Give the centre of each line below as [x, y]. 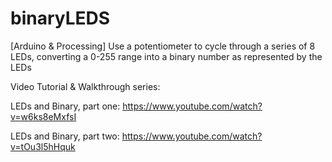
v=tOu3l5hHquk [43, 146]
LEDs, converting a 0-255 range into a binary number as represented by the [166, 56]
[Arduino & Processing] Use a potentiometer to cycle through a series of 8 [163, 46]
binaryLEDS [60, 18]
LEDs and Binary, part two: [65, 136]
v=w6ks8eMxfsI [43, 116]
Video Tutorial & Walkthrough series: [85, 86]
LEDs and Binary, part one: [65, 106]
